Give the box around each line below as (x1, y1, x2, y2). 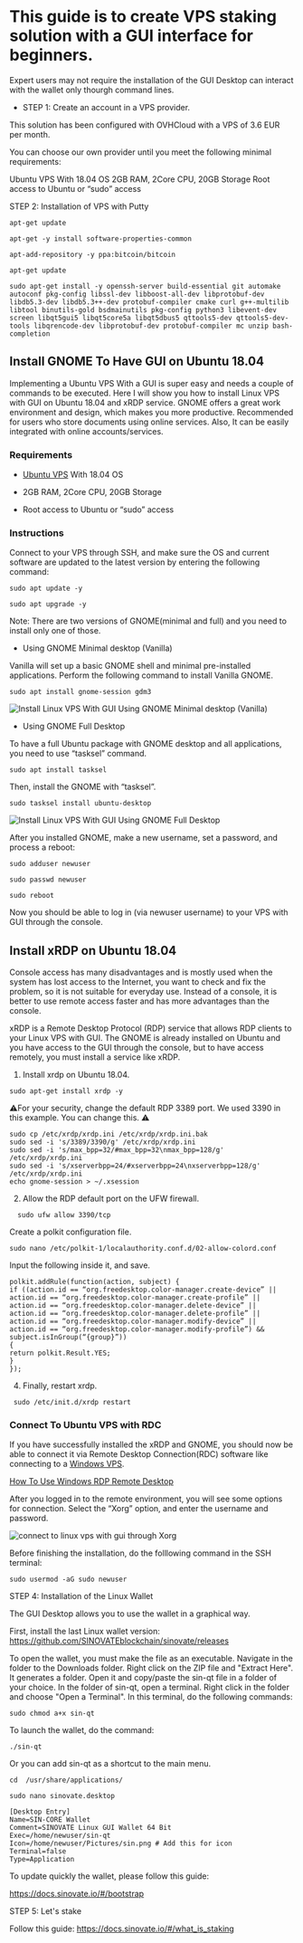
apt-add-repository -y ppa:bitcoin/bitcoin (9, 250, 176, 259)
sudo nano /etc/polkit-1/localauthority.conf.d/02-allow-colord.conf (9, 1244, 278, 1253)
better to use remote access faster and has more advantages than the (9, 995, 270, 1006)
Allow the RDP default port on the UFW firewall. (22, 1193, 200, 1205)
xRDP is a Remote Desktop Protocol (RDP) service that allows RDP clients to (9, 1023, 292, 1033)
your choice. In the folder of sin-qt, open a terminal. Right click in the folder (9, 1681, 289, 1693)
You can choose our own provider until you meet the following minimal (9, 147, 272, 157)
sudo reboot (9, 891, 54, 900)
